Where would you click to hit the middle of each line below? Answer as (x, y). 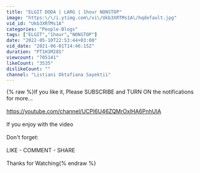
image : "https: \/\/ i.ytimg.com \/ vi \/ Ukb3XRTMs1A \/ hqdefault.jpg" (91, 18)
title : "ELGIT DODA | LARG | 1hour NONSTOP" (64, 12)
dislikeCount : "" (29, 69)
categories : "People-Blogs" (42, 29)
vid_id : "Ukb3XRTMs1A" (35, 23)
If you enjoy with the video (40, 124)
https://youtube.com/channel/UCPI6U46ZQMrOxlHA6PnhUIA (84, 111)
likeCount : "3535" (30, 63)
